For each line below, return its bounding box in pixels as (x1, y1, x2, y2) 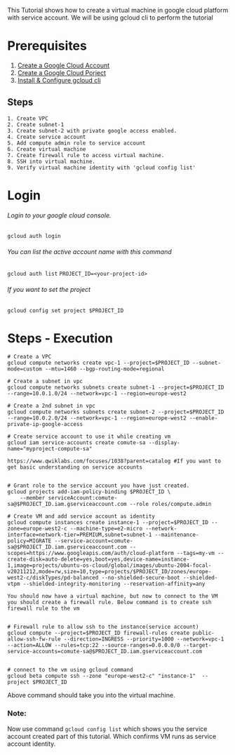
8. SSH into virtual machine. (7, 158, 96, 165)
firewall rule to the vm (7, 605, 80, 613)
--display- (148, 439, 180, 446)
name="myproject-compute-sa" (7, 446, 93, 453)
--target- (182, 642, 212, 649)
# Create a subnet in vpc (7, 378, 83, 385)
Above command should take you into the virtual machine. (7, 691, 175, 700)
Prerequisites (7, 38, 88, 54)
